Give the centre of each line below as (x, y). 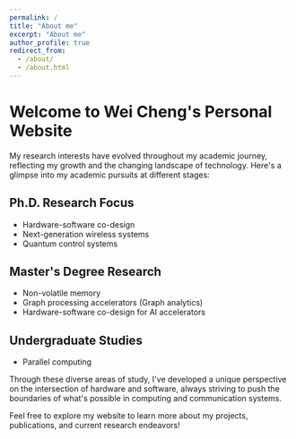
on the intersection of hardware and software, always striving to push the (144, 389)
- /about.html (44, 68)
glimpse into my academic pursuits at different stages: (110, 175)
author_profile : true (50, 43)
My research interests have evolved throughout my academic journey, (139, 155)
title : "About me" (44, 26)
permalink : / (34, 17)
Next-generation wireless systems (86, 234)
